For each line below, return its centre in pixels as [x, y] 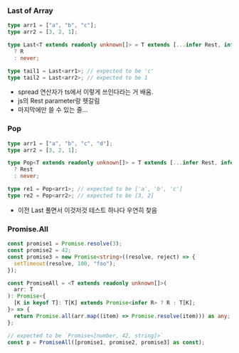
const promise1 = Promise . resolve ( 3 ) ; [65, 244]
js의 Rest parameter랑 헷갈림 [59, 101]
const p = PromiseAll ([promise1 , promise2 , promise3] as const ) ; [106, 342]
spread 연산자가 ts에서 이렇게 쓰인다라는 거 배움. [85, 92]
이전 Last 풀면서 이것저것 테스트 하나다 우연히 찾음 [87, 210]
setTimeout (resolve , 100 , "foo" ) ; [65, 263]
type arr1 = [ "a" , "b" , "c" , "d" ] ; [60, 143]
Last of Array [30, 11]
